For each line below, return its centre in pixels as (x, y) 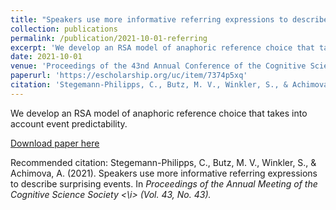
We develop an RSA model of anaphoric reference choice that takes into (159, 113)
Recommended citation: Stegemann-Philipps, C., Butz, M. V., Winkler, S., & (163, 162)
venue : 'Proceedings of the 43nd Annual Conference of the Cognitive (158, 66)
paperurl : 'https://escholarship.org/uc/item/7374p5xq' (129, 76)
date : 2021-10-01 (46, 57)
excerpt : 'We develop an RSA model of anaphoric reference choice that (162, 47)
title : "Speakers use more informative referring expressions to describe (169, 19)
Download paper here (55, 143)
